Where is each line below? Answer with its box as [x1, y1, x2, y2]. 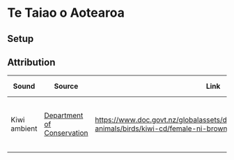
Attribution [7, 56, 56, 68]
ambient [10, 124, 38, 133]
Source [54, 82, 79, 92]
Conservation [44, 128, 88, 138]
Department [44, 110, 84, 120]
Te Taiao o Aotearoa [7, 5, 125, 21]
